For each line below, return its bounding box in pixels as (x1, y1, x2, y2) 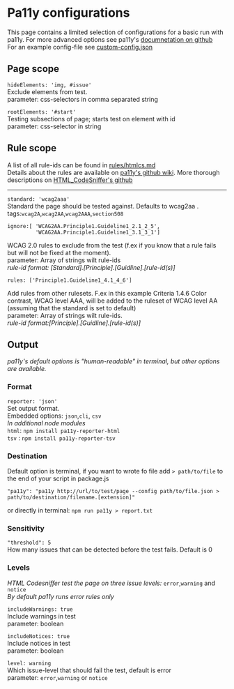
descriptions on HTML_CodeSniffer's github (7, 176, 133, 184)
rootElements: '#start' (7, 108, 77, 116)
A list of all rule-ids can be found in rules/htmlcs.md (7, 160, 156, 169)
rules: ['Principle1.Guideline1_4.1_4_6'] (7, 277, 132, 284)
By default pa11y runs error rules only (7, 592, 115, 600)
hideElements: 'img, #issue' (7, 82, 92, 89)
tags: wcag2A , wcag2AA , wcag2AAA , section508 (7, 209, 124, 218)
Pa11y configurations (7, 5, 130, 21)
